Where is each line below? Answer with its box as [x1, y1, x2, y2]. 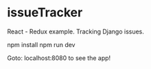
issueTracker [7, 5, 83, 20]
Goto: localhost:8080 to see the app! [7, 53, 111, 62]
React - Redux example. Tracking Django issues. [7, 27, 144, 36]
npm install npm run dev [7, 40, 75, 49]
